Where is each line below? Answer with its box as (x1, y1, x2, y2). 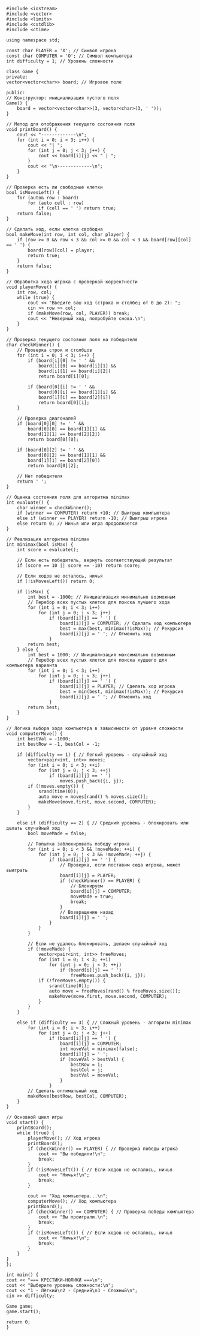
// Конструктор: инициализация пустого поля (6, 95, 119, 101)
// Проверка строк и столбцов (17, 347, 93, 353)
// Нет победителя (17, 473, 63, 479)
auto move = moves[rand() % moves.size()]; (38, 794, 149, 800)
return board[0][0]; (28, 437, 79, 443)
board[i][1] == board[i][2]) (38, 368, 111, 374)
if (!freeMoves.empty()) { (38, 978, 106, 984)
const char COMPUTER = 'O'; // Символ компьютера (6, 53, 133, 59)
